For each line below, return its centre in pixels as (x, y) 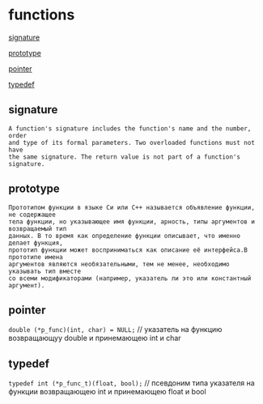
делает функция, (36, 243)
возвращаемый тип (38, 228)
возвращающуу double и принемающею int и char (95, 338)
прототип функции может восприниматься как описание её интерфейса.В (128, 250)
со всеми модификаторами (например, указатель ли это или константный (130, 278)
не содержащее (32, 215)
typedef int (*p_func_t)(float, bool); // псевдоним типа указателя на (131, 383)
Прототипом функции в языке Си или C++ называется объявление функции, (131, 207)
